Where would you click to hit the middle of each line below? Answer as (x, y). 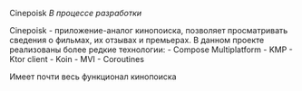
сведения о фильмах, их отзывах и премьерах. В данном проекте (137, 40)
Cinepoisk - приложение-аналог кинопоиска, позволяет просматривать (149, 30)
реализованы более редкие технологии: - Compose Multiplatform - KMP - (151, 50)
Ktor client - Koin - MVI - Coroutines (77, 59)
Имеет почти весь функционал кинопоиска (93, 77)
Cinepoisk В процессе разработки (76, 13)
